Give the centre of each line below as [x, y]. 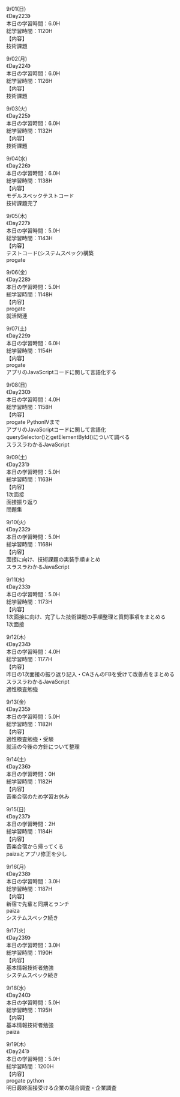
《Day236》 [19, 766]
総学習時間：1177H [29, 659]
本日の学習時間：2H [31, 824]
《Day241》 [18, 1051]
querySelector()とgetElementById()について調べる [68, 437]
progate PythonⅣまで [33, 422]
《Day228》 [19, 279]
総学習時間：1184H [29, 831]
